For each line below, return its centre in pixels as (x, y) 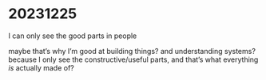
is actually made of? (41, 67)
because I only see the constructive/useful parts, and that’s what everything (133, 59)
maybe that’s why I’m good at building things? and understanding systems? (132, 51)
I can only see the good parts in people (73, 36)
